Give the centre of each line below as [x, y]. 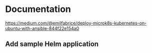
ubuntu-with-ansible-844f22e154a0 [42, 28]
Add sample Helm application [52, 44]
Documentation [38, 9]
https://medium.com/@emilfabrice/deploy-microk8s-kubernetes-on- [76, 23]
